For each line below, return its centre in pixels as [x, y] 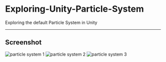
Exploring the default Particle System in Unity [51, 22]
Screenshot [23, 42]
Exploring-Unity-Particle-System [75, 9]
